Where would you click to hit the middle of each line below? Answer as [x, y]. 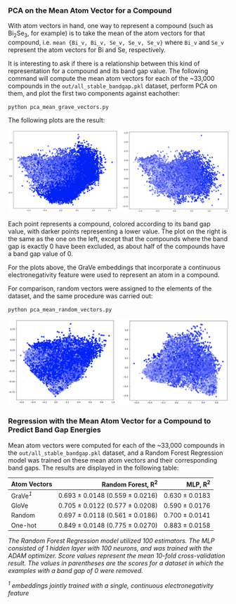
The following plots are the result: [57, 120]
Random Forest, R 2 [130, 484]
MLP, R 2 [198, 484]
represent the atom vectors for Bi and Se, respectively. [87, 50]
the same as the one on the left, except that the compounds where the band [118, 238]
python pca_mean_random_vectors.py [60, 309]
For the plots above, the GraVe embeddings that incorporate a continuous [114, 267]
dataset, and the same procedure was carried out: [80, 296]
